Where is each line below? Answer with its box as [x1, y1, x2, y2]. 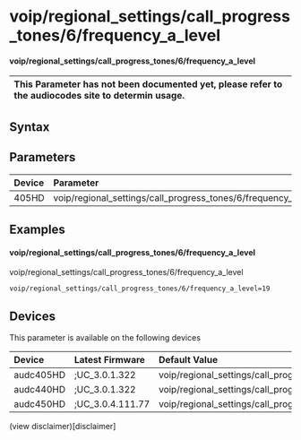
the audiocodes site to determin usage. [13, 90, 185, 102]
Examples [9, 221, 65, 237]
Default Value [158, 354, 218, 366]
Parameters [9, 150, 76, 165]
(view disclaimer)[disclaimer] [9, 421, 116, 431]
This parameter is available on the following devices [9, 332, 202, 342]
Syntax [9, 119, 50, 134]
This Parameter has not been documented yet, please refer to [13, 78, 283, 91]
